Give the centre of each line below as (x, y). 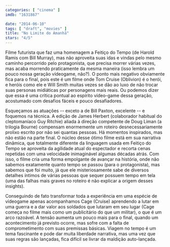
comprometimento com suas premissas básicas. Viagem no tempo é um (81, 228)
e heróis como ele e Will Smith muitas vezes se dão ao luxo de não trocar (82, 85)
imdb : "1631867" (22, 15)
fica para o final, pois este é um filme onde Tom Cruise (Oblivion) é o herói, (84, 79)
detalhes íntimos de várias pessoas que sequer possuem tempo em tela (80, 175)
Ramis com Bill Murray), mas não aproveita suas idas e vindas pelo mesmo (83, 58)
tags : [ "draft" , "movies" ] (36, 28)
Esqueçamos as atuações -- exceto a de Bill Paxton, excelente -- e (75, 111)
